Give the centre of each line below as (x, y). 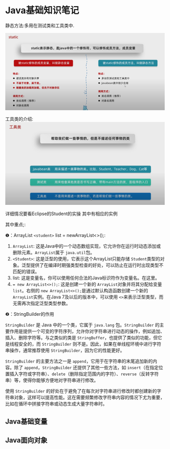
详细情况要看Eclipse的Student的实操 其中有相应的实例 (61, 214)
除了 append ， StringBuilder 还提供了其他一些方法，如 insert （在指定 (86, 368)
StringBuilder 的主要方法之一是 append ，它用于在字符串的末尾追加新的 (79, 361)
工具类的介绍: (19, 119)
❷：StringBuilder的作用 (30, 314)
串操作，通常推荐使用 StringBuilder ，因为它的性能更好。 (65, 350)
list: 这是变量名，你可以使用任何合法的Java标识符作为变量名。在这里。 (86, 278)
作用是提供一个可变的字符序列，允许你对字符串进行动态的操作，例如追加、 (87, 332)
